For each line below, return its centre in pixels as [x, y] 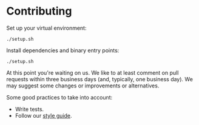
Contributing [39, 11]
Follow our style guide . [43, 115]
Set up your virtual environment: [46, 28]
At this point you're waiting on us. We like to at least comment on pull [93, 73]
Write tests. [29, 109]
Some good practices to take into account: [59, 97]
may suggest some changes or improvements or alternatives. [83, 86]
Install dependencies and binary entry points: [63, 50]
